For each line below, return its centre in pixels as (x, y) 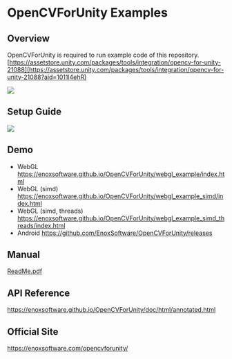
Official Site (33, 332)
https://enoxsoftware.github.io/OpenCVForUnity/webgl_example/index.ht (121, 174)
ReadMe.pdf (25, 271)
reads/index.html (41, 225)
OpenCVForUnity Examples (87, 13)
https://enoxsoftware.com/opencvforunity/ (68, 349)
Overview (29, 38)
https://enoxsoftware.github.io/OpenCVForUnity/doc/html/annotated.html (112, 310)
